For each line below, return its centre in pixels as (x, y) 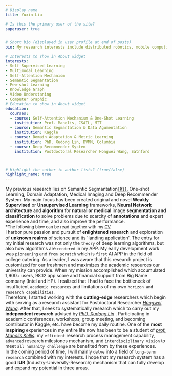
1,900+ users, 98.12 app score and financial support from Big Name (76, 276)
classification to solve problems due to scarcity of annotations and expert (84, 216)
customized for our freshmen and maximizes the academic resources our (83, 265)
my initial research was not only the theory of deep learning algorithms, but (85, 243)
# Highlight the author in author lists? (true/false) (65, 170)
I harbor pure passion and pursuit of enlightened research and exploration (84, 232)
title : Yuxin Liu (24, 15)
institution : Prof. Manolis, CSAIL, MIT (58, 123)
